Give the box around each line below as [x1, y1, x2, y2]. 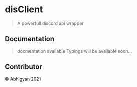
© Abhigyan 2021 [5, 76, 41, 82]
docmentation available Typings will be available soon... [17, 48, 132, 54]
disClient [5, 4, 43, 15]
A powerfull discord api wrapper [17, 20, 84, 26]
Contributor [5, 63, 42, 71]
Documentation [5, 35, 55, 43]
